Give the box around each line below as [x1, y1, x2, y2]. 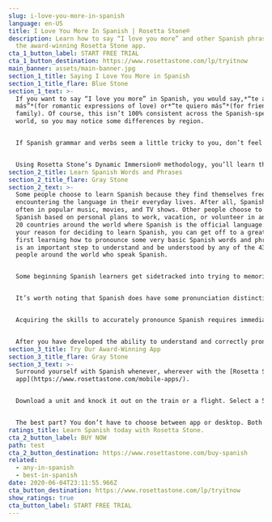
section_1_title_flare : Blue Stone [8, 79, 129, 87]
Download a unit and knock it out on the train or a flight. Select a [15, 397, 259, 405]
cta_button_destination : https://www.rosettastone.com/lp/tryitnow [8, 486, 241, 494]
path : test [8, 441, 45, 449]
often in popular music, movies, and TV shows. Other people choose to [15, 206, 263, 214]
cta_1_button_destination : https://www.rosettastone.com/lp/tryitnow [8, 57, 249, 66]
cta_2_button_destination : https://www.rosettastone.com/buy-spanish [8, 448, 249, 457]
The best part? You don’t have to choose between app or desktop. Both [15, 418, 263, 427]
